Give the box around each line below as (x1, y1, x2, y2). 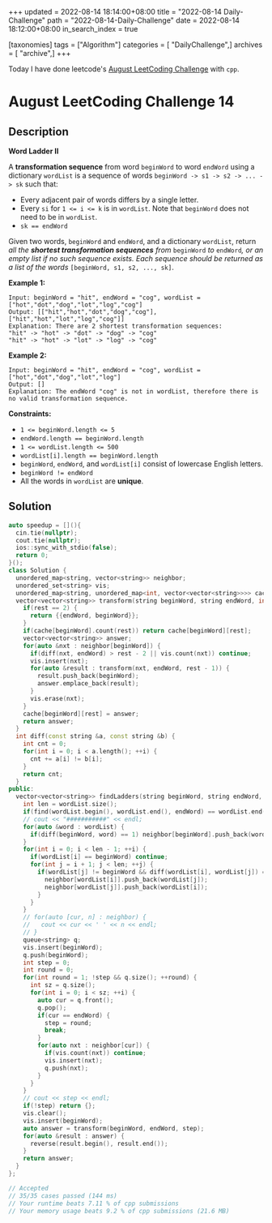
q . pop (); (37, 1003, 67, 1012)
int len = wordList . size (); (23, 800, 117, 809)
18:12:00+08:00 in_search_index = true (8, 24, 138, 33)
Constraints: (8, 409, 52, 418)
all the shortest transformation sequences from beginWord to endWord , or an (8, 245, 264, 255)
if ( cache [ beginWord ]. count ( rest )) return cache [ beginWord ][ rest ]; (23, 627, 252, 635)
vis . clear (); (23, 1109, 67, 1118)
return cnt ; (23, 770, 63, 778)
